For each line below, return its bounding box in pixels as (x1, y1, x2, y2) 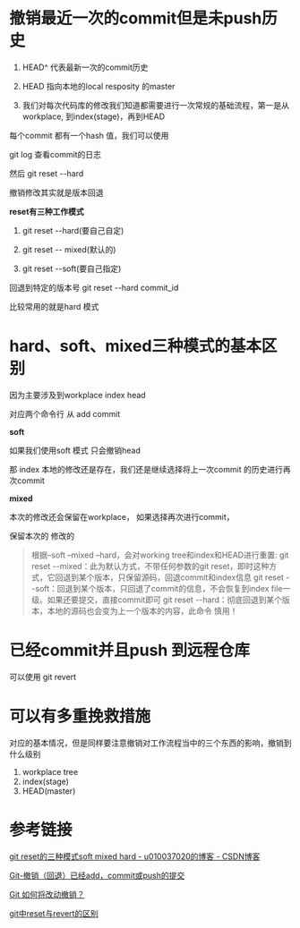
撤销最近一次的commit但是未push (9, 8, 262, 29)
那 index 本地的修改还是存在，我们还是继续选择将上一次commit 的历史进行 (9, 464, 284, 474)
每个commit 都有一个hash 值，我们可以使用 (9, 130, 169, 140)
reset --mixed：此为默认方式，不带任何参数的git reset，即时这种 (30, 560, 270, 571)
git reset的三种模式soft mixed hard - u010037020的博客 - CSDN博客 (9, 851, 261, 862)
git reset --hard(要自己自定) (21, 225, 124, 235)
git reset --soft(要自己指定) (21, 263, 122, 274)
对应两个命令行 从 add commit (9, 408, 121, 419)
